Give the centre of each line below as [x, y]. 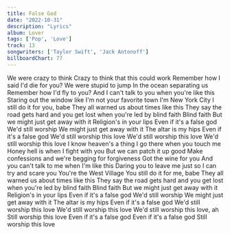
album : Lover [26, 33]
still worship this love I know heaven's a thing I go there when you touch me [114, 143]
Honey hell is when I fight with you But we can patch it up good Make [105, 151]
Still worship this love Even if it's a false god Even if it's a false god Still [107, 217]
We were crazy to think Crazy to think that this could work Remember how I [114, 78]
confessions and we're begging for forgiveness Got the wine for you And [110, 158]
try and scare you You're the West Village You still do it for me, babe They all [115, 173]
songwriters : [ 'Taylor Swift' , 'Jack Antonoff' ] [78, 52]
